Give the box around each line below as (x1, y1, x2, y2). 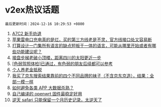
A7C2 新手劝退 (12, 30, 42, 36)
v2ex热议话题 (5, 4, 59, 15)
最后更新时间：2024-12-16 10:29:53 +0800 (5, 21, 85, 27)
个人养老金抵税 (12, 67, 42, 72)
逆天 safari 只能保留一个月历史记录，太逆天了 (12, 97, 102, 103)
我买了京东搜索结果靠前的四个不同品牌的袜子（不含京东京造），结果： (12, 73, 150, 79)
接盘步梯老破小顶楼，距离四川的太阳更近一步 (12, 54, 102, 60)
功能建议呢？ (16, 49, 42, 54)
